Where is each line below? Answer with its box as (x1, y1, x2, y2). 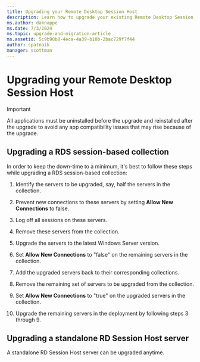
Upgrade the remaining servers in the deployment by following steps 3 (15, 310, 189, 317)
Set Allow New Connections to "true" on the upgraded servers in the (15, 292, 186, 299)
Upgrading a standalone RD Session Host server (7, 333, 189, 343)
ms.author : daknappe (7, 20, 58, 26)
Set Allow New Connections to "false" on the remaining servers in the (15, 251, 188, 258)
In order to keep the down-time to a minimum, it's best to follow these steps (7, 163, 193, 170)
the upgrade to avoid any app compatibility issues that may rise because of (7, 123, 192, 130)
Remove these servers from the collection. (15, 227, 120, 235)
